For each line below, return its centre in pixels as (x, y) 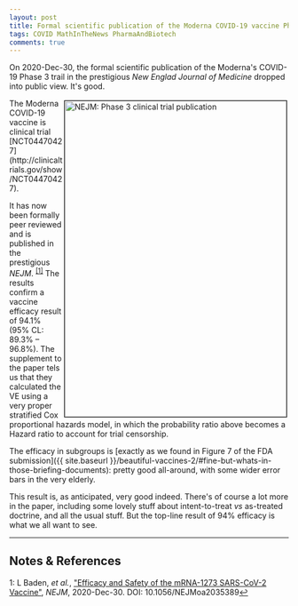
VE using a (29, 395)
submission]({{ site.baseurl (59, 460)
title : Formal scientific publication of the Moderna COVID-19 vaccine (144, 26)
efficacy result (35, 311)
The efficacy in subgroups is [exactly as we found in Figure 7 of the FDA (141, 451)
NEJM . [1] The (35, 272)
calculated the (35, 387)
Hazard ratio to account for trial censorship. (89, 434)
